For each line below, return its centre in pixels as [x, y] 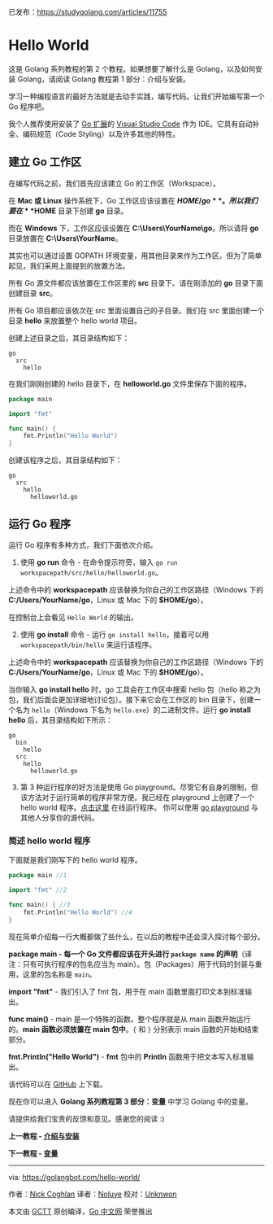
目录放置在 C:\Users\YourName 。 [65, 238]
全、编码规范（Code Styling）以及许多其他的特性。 [94, 133]
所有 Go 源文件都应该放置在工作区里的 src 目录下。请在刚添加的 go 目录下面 [136, 282]
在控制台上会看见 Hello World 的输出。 [73, 617]
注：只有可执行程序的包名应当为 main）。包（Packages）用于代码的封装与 [132, 964]
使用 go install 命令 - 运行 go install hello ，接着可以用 [115, 634]
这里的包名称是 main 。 [59, 974]
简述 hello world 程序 [50, 841]
